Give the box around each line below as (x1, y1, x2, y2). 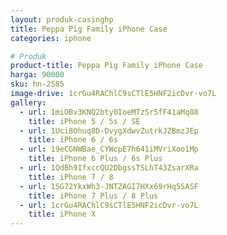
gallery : (10, 97, 47, 108)
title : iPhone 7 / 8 (28, 172, 114, 182)
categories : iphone (10, 33, 92, 43)
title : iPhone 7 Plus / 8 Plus (28, 191, 159, 201)
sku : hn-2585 (10, 79, 65, 90)
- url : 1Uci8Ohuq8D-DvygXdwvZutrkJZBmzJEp (19, 126, 199, 136)
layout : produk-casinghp (10, 14, 114, 25)
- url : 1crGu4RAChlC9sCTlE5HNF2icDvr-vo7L (19, 200, 199, 210)
